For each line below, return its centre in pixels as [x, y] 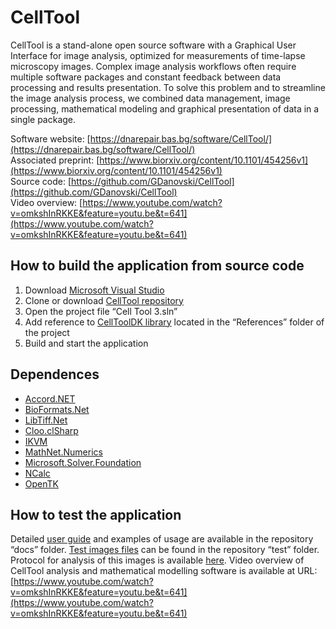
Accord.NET [50, 398]
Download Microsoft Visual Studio [94, 290]
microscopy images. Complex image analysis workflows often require [153, 66]
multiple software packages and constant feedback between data [146, 77]
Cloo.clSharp [51, 430]
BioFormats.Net [57, 409]
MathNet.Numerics [63, 452]
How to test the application [96, 514]
